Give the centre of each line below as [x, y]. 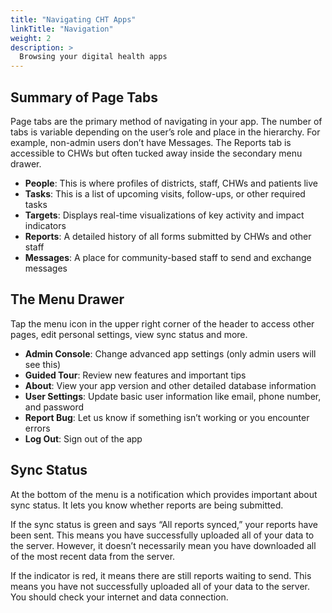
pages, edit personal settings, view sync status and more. [129, 334]
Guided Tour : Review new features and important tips [135, 375]
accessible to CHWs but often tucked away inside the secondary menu [156, 153]
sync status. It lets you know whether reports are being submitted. [147, 505]
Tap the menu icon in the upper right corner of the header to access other [162, 323]
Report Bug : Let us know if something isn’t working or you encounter [167, 417]
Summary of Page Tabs [84, 97]
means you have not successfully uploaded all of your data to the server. [160, 586]
